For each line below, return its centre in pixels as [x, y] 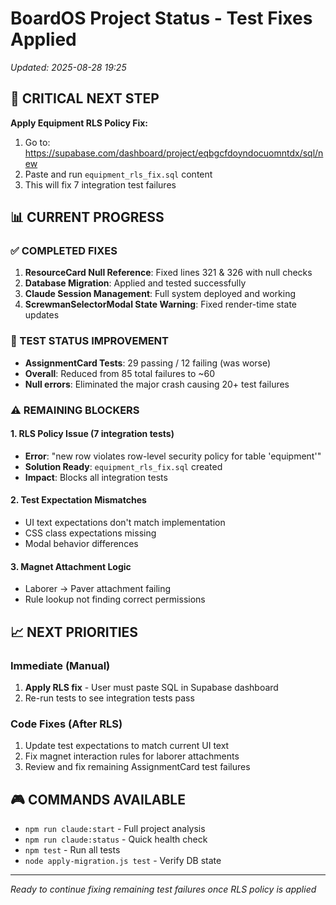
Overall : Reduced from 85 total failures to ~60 [120, 373]
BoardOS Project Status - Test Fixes [161, 18]
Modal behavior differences [81, 544]
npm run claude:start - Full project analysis [115, 829]
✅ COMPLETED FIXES [64, 251]
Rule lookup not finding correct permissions [115, 599]
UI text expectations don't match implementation [125, 523]
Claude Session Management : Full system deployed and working [160, 294]
